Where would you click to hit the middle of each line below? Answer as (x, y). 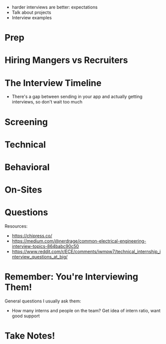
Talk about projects (31, 12)
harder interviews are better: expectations (55, 7)
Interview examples (32, 18)
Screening (26, 122)
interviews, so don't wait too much (47, 102)
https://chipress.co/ (32, 236)
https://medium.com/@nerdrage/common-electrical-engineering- (79, 241)
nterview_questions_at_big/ (40, 257)
